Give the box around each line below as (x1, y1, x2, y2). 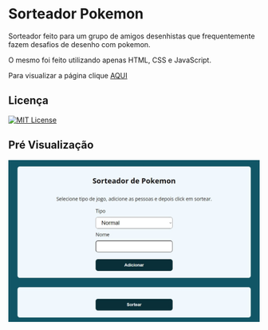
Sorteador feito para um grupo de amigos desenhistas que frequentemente (8, 31, 255, 41)
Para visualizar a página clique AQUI (8, 70, 128, 80)
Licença (8, 93, 49, 108)
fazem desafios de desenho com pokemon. (8, 39, 151, 49)
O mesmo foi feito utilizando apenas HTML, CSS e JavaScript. (8, 55, 211, 65)
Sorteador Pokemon (8, 5, 144, 23)
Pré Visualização (8, 138, 94, 152)
